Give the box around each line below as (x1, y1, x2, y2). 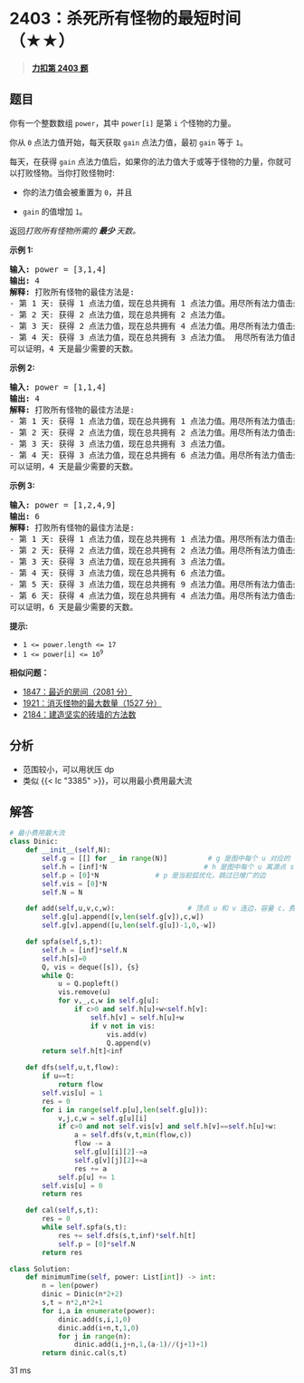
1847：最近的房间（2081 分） (22, 686, 133, 697)
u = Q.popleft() (57, 980, 119, 989)
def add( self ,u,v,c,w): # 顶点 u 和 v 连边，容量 (25, 904, 274, 914)
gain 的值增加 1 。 (22, 206, 88, 217)
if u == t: (42, 1071, 75, 1081)
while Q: (42, 971, 75, 980)
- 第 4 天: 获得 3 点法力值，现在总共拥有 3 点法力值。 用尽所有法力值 (9, 332, 291, 343)
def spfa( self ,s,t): (25, 937, 103, 946)
